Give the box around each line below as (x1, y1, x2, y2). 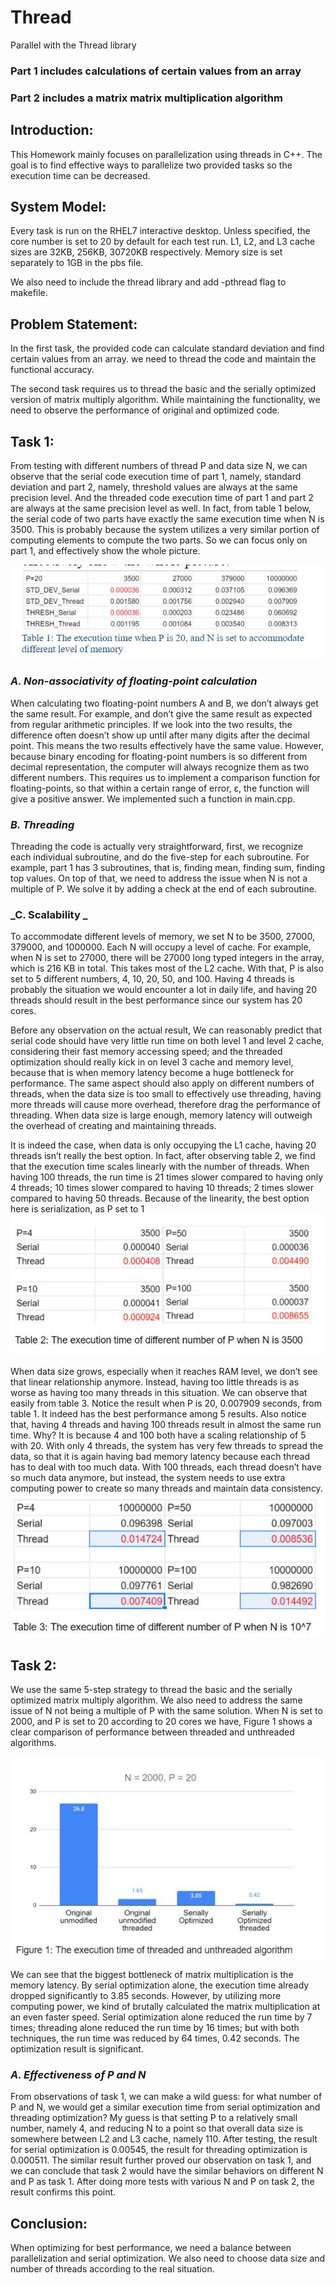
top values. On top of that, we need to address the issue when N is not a (10, 872, 308, 885)
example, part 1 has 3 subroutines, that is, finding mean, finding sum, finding (10, 862, 326, 874)
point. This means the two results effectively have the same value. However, (10, 739, 324, 751)
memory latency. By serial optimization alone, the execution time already (10, 1979, 310, 1991)
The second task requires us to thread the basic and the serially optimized (10, 383, 317, 395)
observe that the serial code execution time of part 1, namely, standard (10, 471, 302, 483)
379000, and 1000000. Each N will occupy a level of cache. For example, (10, 941, 312, 953)
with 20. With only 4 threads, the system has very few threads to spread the (10, 1439, 323, 1451)
